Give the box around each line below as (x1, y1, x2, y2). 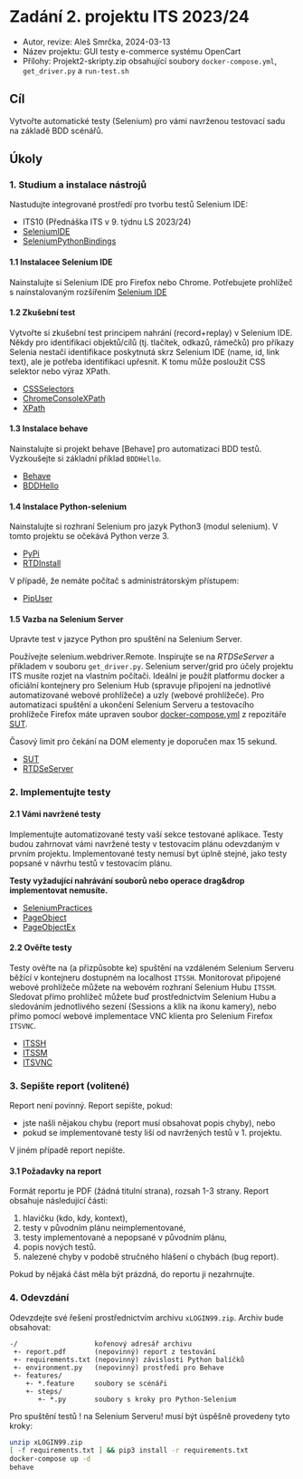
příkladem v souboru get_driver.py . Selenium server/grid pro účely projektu (9, 661, 294, 672)
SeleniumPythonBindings (22, 235, 117, 246)
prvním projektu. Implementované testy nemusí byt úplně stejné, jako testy (9, 848, 288, 859)
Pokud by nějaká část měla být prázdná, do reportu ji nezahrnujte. (9, 1269, 255, 1280)
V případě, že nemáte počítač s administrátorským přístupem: (9, 575, 240, 586)
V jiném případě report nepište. (9, 1145, 126, 1156)
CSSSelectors (22, 383, 75, 394)
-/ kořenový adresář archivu (9, 1339, 193, 1349)
